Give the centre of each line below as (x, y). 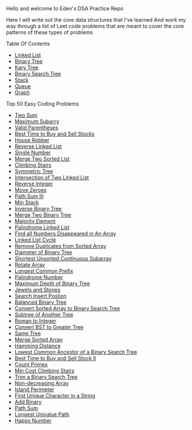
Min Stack (27, 202)
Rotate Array (30, 265)
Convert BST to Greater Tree (49, 327)
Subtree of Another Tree (44, 314)
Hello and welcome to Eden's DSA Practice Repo (65, 9)
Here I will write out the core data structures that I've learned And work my (96, 20)
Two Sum (26, 115)
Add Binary (28, 402)
